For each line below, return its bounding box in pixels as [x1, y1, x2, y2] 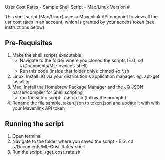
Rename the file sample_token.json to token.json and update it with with [12, 100, 160, 106]
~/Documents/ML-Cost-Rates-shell [12, 143, 85, 149]
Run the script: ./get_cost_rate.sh [12, 149, 81, 155]
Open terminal [12, 133, 42, 139]
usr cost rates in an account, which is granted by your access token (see [5, 19, 155, 25]
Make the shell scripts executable [12, 52, 82, 58]
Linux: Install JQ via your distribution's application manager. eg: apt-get [12, 73, 160, 79]
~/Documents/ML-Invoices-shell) [19, 62, 88, 69]
